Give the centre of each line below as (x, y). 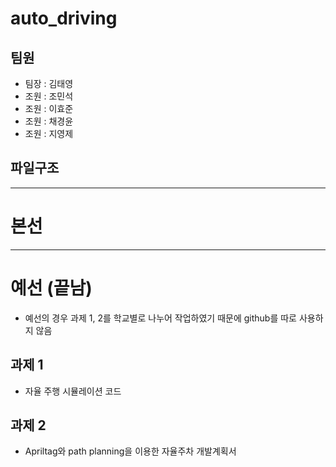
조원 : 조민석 (49, 96)
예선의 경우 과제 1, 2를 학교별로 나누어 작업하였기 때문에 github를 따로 (161, 318)
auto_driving (64, 18)
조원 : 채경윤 (49, 121)
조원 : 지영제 (49, 133)
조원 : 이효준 (49, 108)
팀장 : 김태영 (49, 83)
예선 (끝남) (51, 288)
